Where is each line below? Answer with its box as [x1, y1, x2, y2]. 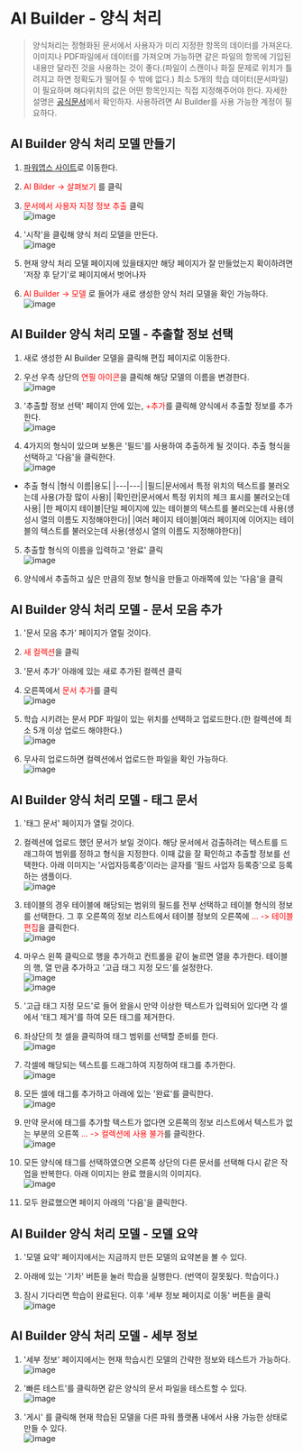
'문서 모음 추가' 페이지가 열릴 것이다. [23, 627, 151, 638]
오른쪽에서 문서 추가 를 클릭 [23, 685, 118, 696]
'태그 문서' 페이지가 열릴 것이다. [23, 818, 134, 829]
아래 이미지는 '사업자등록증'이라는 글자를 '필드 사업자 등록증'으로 [50, 860, 277, 871]
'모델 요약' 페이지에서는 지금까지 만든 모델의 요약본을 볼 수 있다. [23, 1252, 247, 1262]
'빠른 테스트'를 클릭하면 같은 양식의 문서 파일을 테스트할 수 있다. [23, 1383, 247, 1394]
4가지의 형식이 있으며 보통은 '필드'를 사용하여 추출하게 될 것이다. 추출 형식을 [23, 440, 291, 451]
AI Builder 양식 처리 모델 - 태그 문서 [10, 792, 198, 808]
